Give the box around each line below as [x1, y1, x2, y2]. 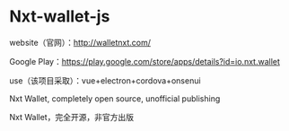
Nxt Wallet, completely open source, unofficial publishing [9, 92, 221, 104]
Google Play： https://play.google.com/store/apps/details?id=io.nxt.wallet [9, 56, 281, 66]
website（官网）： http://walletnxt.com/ [9, 37, 151, 48]
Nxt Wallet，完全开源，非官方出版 [9, 111, 135, 122]
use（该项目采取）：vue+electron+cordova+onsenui [9, 74, 201, 86]
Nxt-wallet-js [9, 6, 110, 27]
